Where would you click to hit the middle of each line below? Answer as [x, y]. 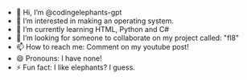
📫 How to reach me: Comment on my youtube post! [102, 47]
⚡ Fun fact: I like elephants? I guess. [75, 67]
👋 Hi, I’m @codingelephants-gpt [69, 12]
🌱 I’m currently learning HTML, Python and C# [93, 29]
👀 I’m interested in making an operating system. [95, 21]
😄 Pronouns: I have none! [59, 58]
